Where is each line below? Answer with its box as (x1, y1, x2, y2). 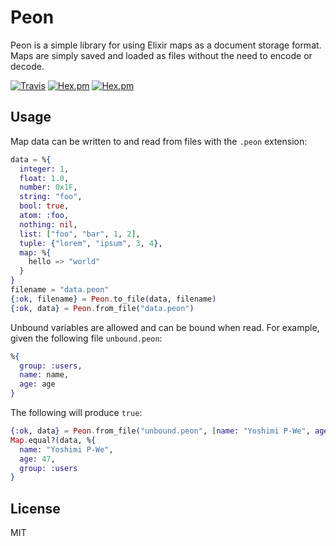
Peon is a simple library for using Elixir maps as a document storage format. (10, 39, 322, 51)
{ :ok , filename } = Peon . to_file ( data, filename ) (10, 294, 217, 304)
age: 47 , (19, 454, 56, 464)
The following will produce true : (10, 407, 143, 418)
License (10, 500, 61, 517)
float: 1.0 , (19, 173, 70, 183)
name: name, (19, 370, 70, 380)
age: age (19, 379, 56, 390)
